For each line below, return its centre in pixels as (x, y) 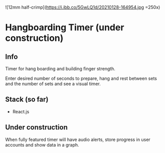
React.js (21, 111)
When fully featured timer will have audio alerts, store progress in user (78, 139)
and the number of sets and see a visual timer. (53, 84)
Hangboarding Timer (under (65, 28)
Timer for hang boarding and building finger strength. (60, 69)
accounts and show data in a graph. (42, 144)
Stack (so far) (27, 100)
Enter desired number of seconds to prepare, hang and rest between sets (81, 78)
